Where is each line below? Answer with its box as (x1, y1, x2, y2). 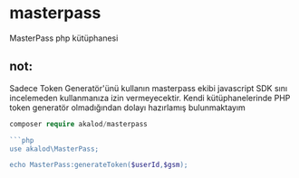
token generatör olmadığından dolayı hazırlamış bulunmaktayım (9, 102, 246, 113)
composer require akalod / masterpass (9, 119, 148, 128)
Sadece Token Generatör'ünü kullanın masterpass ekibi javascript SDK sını (9, 82, 288, 93)
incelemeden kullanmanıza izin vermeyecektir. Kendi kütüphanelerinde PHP (9, 92, 291, 103)
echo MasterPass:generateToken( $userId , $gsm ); (9, 161, 188, 170)
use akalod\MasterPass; (9, 144, 100, 154)
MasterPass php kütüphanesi (9, 33, 119, 43)
